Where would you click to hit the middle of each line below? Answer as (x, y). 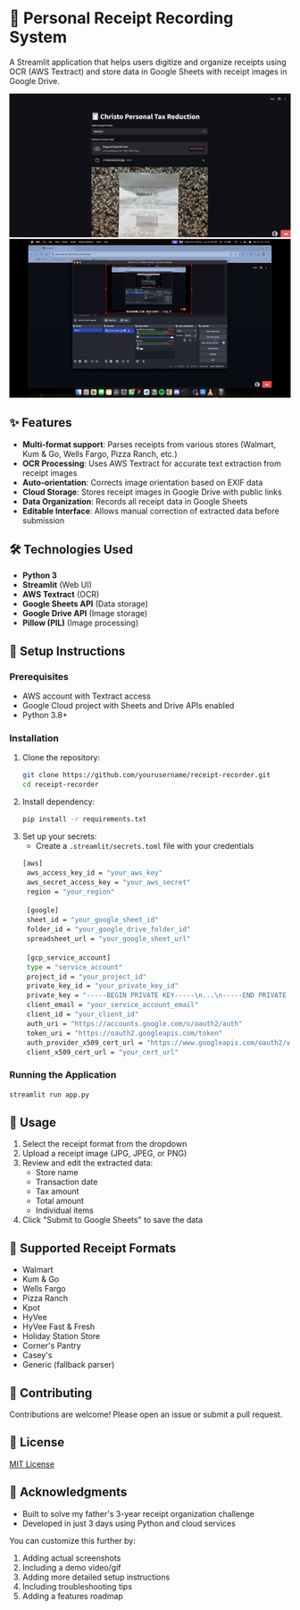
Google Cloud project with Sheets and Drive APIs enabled (128, 706)
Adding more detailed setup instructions (96, 1577)
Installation (34, 739)
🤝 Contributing (51, 1393)
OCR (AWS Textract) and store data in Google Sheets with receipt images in (148, 72)
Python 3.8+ (45, 716)
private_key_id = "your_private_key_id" (103, 986)
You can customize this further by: (72, 1540)
